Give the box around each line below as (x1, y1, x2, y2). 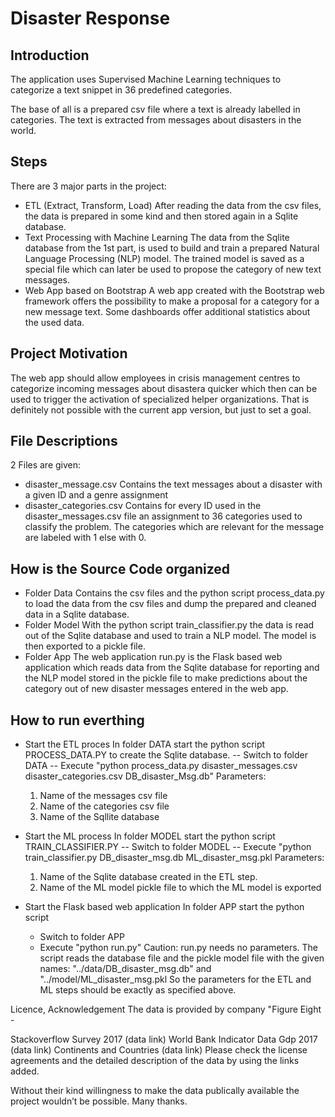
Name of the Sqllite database (39, 811, 160, 823)
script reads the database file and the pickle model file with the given (39, 952, 325, 964)
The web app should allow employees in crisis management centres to (10, 372, 301, 384)
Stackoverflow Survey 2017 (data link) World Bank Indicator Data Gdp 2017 (10, 1033, 318, 1046)
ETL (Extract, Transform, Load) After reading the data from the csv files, (24, 199, 322, 211)
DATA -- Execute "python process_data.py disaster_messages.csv (24, 760, 298, 772)
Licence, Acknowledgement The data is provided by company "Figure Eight (10, 1003, 322, 1016)
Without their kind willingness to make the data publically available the (10, 1085, 300, 1097)
